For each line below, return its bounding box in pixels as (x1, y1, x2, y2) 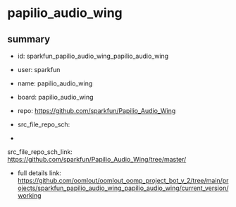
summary (7, 33, 51, 45)
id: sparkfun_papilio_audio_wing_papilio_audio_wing (17, 52, 169, 60)
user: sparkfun (17, 66, 61, 73)
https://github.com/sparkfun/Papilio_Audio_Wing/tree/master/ (7, 155, 187, 163)
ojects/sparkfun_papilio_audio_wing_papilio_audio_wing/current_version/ (17, 184, 229, 192)
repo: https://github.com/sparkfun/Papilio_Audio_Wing (17, 107, 176, 114)
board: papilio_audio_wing (17, 93, 94, 101)
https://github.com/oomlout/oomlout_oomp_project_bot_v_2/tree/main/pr (17, 177, 229, 184)
